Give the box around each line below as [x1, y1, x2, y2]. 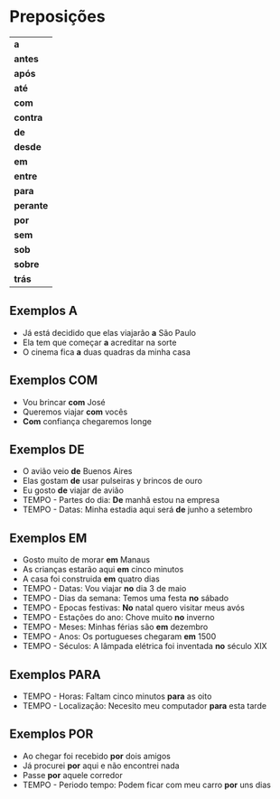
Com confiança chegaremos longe [22, 415, 152, 426]
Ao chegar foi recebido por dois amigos [22, 750, 172, 761]
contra [14, 111, 43, 124]
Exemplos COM [9, 373, 98, 388]
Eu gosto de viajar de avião [22, 485, 125, 496]
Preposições [9, 6, 106, 27]
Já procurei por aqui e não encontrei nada [22, 760, 180, 771]
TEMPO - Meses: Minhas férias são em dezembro [22, 621, 209, 633]
